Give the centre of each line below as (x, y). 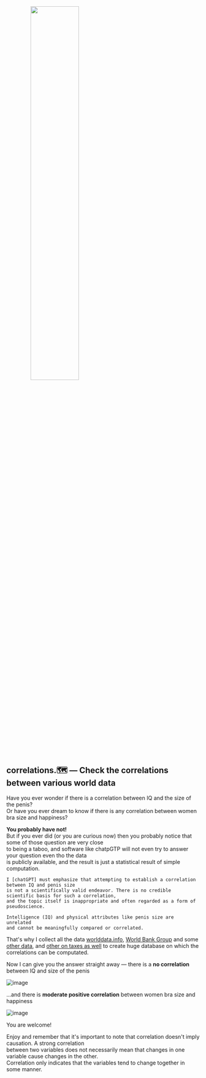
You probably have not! (37, 829)
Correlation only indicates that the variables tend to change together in (96, 1063)
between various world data (61, 783)
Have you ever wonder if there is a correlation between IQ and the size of (99, 798)
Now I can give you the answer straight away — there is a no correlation (98, 964)
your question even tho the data (47, 855)
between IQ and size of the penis (48, 971)
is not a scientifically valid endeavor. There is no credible (89, 890)
